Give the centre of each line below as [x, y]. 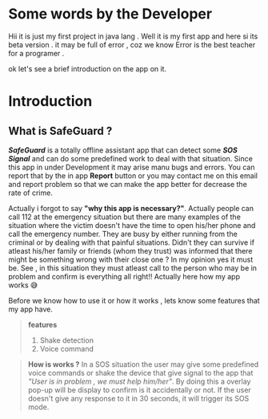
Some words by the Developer [110, 14]
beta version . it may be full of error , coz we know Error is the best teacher [132, 44]
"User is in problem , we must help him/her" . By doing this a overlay [139, 381]
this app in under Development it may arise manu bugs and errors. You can [132, 167]
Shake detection [67, 340]
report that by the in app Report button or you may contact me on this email [133, 175]
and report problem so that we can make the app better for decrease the [128, 184]
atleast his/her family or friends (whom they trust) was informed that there [130, 250]
